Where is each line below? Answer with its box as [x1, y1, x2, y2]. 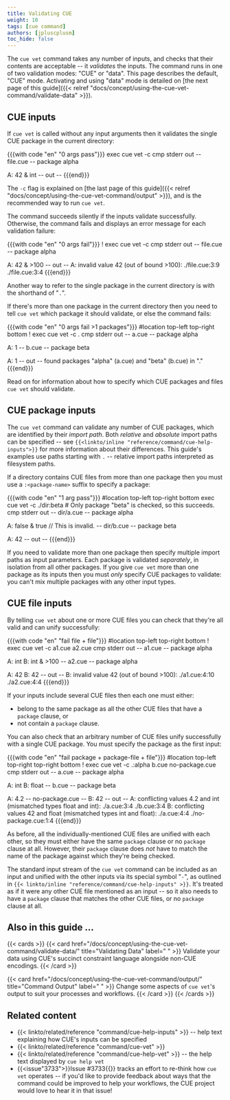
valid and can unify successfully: [7, 623, 100, 631]
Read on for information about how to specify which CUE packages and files [7, 377, 223, 386]
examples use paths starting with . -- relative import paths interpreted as [7, 452, 214, 460]
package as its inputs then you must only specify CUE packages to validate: [7, 570, 222, 579]
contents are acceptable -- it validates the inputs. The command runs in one [7, 62, 223, 70]
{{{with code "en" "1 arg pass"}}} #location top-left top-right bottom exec [7, 493, 215, 501]
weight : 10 [7, 17, 38, 23]
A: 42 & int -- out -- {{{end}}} [7, 170, 90, 179]
